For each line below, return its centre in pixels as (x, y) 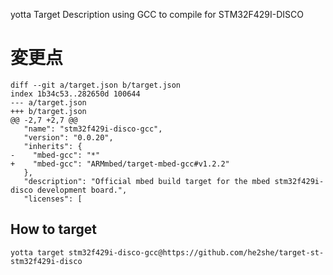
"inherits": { (53, 146)
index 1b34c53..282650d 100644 (75, 94)
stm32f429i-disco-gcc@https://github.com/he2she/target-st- (196, 252)
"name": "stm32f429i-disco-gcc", (93, 129)
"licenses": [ (53, 199)
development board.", (82, 190)
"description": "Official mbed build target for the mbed (147, 181)
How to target (53, 229)
